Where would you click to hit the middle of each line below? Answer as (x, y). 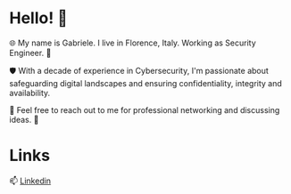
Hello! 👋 (39, 18)
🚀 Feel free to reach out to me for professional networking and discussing (145, 109)
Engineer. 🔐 (30, 53)
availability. (30, 93)
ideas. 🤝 (24, 119)
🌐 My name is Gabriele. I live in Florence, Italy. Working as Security (133, 43)
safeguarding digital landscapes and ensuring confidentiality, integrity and (146, 83)
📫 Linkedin (30, 181)
